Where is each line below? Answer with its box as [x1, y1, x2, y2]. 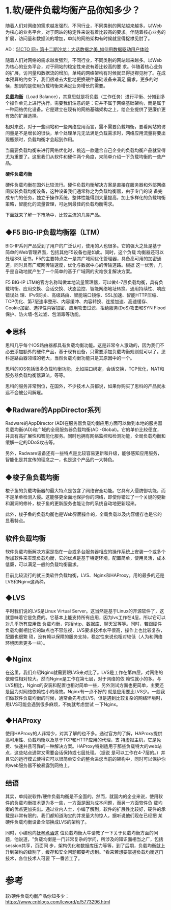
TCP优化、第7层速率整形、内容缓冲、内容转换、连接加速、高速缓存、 [5, 298, 151, 304]
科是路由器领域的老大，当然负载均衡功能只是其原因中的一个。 [5, 355, 135, 361]
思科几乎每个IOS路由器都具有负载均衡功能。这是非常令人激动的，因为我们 [5, 342, 160, 348]
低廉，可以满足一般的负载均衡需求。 [5, 561, 81, 567]
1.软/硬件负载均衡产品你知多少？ [5, 5, 141, 16]
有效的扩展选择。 [5, 112, 41, 119]
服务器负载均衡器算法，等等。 [5, 372, 68, 378]
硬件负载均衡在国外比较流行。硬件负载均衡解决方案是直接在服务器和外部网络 [5, 181, 166, 188]
